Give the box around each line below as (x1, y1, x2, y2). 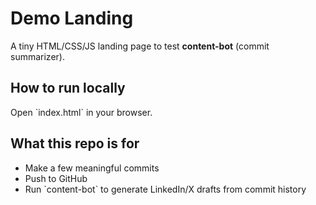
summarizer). (10, 50, 65, 62)
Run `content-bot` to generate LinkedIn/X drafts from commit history (24, 183, 307, 195)
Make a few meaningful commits (24, 162, 160, 174)
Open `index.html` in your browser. (10, 106, 153, 118)
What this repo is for (10, 135, 140, 152)
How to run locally (10, 80, 126, 97)
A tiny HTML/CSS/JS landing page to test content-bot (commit (10, 40, 270, 52)
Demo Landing (10, 7, 134, 30)
